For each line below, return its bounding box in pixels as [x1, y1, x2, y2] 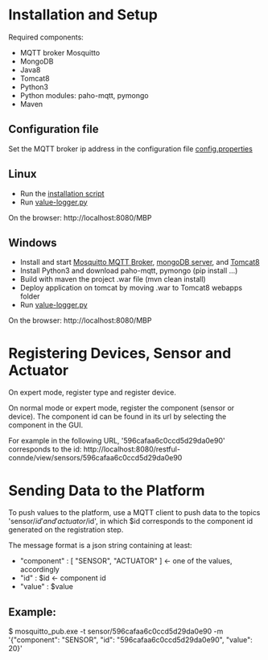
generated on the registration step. [8, 525, 124, 534]
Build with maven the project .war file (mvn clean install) [19, 274, 207, 284]
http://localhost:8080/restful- [83, 444, 181, 454]
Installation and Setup [8, 6, 159, 24]
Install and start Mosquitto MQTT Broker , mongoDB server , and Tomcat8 [19, 258, 260, 267]
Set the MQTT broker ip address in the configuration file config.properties [8, 143, 254, 154]
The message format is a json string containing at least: [8, 541, 192, 551]
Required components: [8, 32, 85, 42]
